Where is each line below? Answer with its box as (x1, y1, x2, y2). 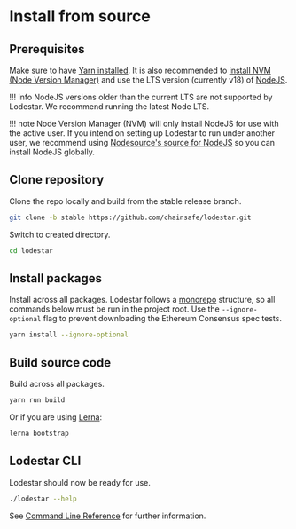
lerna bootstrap (9, 429, 69, 438)
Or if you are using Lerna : (9, 411, 103, 422)
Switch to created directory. (9, 229, 111, 240)
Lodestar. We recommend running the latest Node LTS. (9, 101, 210, 112)
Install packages (9, 271, 102, 286)
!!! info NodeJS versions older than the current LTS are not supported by (9, 91, 273, 102)
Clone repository (9, 172, 105, 187)
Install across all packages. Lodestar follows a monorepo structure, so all (9, 295, 276, 305)
